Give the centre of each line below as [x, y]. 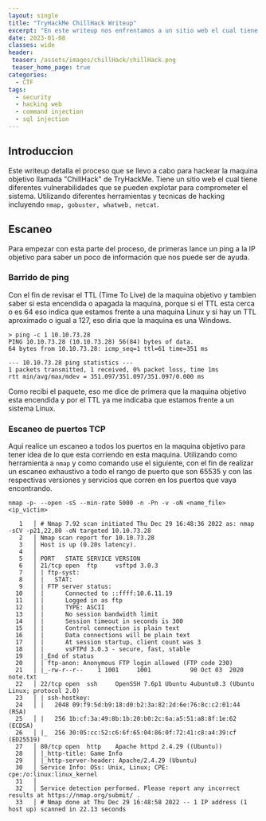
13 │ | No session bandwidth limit [87, 615]
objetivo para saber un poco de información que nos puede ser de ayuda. [129, 257]
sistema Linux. [32, 408]
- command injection [49, 112]
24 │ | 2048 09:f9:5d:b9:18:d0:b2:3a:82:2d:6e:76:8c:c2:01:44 [128, 705]
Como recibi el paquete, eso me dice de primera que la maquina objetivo [127, 391]
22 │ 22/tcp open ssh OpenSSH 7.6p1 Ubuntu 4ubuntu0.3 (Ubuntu [135, 684]
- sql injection [42, 119]
